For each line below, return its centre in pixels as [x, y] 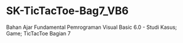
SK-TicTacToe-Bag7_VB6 [67, 11]
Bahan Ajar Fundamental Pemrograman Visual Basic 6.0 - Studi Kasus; [91, 27]
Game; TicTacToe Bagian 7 [38, 33]
